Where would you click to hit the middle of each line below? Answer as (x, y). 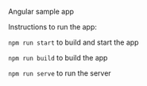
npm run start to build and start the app (73, 42)
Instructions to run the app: (53, 27)
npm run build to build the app (58, 58)
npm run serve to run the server (60, 73)
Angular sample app (41, 12)
